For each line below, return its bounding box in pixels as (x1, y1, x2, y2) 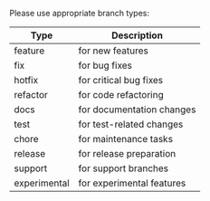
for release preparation (78, 148, 177, 159)
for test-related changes (78, 118, 184, 130)
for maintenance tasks (78, 133, 174, 145)
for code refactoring (78, 89, 165, 100)
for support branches (78, 162, 169, 175)
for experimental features (78, 177, 186, 189)
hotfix (14, 74, 39, 86)
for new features (78, 44, 149, 57)
